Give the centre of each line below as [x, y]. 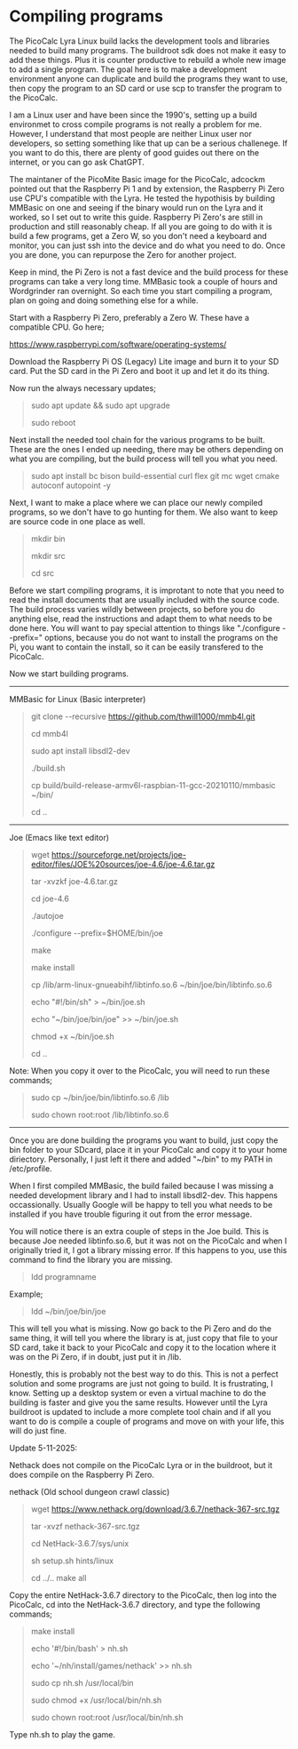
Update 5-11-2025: [43, 1448]
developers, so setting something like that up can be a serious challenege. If [149, 143]
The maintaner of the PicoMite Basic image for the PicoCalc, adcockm [137, 179]
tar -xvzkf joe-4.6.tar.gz [74, 881]
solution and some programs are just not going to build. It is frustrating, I [141, 1383]
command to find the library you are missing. [91, 1259]
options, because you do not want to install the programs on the [161, 637]
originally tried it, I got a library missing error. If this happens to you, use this [148, 1250]
